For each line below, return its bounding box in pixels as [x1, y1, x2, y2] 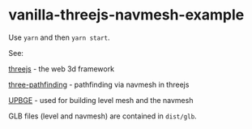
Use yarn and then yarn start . [8, 32, 111, 42]
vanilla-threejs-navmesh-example [8, 6, 245, 24]
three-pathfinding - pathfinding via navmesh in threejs [8, 80, 190, 89]
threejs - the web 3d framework [8, 63, 115, 74]
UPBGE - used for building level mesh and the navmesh [8, 95, 194, 105]
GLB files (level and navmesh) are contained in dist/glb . [8, 111, 197, 121]
